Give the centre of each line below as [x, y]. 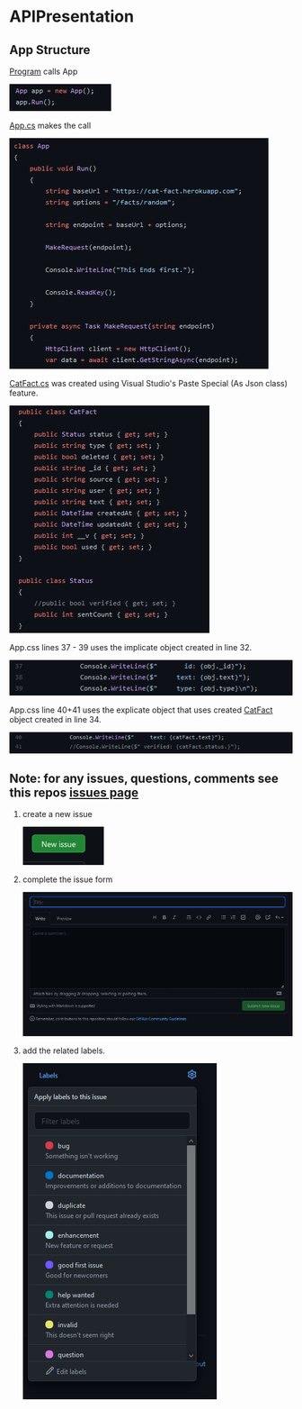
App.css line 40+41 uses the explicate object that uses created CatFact [141, 710]
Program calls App [44, 71]
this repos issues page [74, 792]
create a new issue [57, 814]
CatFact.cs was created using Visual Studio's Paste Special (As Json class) [148, 383]
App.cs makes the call [50, 125]
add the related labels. [64, 1050]
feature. [24, 393]
